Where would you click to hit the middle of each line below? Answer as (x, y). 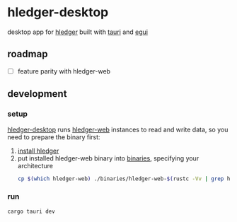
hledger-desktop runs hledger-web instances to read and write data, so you (118, 129)
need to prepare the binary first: (54, 137)
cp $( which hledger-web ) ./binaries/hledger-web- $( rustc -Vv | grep (121, 179)
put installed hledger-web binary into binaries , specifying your (108, 158)
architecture (35, 165)
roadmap (28, 54)
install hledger (38, 151)
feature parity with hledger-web (64, 71)
